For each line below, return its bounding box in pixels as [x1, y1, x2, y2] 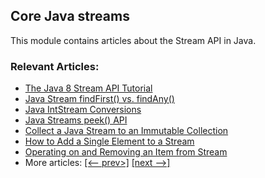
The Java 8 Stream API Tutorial [24, 82, 153, 94]
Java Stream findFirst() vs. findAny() [24, 93, 175, 105]
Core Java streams [10, 8, 130, 25]
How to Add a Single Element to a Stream [24, 135, 195, 148]
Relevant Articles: [10, 59, 100, 73]
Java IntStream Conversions [24, 104, 142, 116]
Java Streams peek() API [24, 114, 128, 126]
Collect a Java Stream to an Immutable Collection [24, 125, 229, 137]
